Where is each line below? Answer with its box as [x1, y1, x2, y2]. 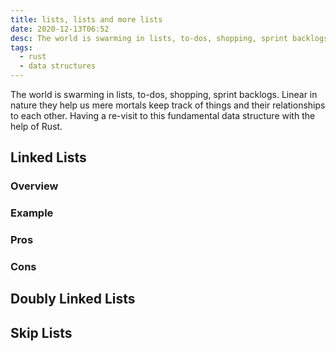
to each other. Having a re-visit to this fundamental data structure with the [10, 110, 316, 121]
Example [10, 206, 54, 220]
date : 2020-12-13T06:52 [10, 24, 110, 34]
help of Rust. [10, 121, 63, 132]
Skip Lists [10, 324, 73, 341]
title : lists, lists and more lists [10, 14, 163, 25]
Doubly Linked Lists [10, 291, 136, 308]
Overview [10, 179, 59, 193]
